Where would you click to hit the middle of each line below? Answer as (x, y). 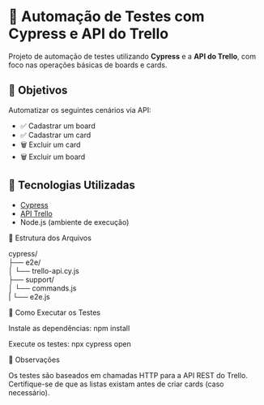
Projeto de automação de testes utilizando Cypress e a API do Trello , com (132, 56)
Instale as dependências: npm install (69, 328)
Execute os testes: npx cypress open (70, 343)
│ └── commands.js (43, 288)
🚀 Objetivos (38, 90)
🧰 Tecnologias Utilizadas (72, 185)
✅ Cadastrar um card (55, 135)
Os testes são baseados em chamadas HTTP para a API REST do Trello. (128, 375)
